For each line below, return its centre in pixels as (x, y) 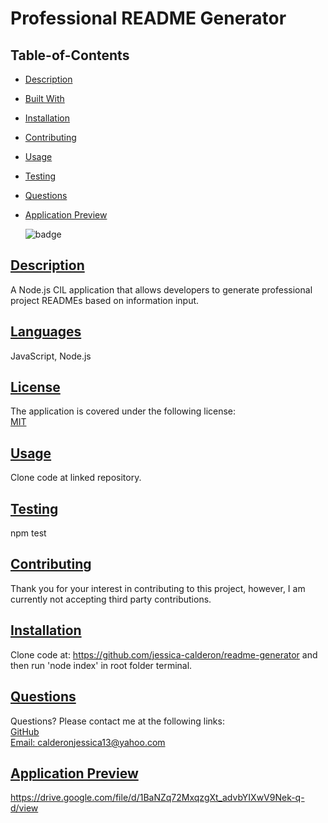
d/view (24, 808)
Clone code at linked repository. (76, 478)
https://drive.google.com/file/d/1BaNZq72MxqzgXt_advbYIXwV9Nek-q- (157, 798)
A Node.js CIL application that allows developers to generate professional (161, 289)
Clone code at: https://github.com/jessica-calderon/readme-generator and (164, 654)
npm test (28, 533)
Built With (44, 98)
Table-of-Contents (70, 55)
